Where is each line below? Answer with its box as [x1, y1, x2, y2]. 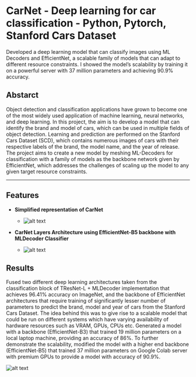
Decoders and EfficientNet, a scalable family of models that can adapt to [6, 54, 181, 61]
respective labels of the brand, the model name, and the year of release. [6, 143, 180, 150]
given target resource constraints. [6, 168, 87, 175]
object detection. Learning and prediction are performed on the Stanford [6, 131, 180, 138]
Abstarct [6, 90, 39, 100]
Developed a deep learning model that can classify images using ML [6, 48, 171, 55]
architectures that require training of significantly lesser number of [6, 297, 166, 304]
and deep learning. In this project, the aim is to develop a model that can [6, 118, 180, 125]
